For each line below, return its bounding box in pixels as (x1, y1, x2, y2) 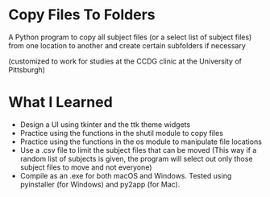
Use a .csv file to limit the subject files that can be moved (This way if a (19, 145, 257, 154)
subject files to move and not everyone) (19, 162, 152, 172)
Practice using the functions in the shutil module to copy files (19, 128, 224, 137)
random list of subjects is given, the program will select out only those (19, 154, 253, 163)
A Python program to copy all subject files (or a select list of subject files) (8, 32, 252, 42)
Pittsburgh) (8, 64, 46, 74)
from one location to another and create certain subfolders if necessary (8, 40, 246, 50)
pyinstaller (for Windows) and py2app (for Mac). (19, 179, 181, 189)
